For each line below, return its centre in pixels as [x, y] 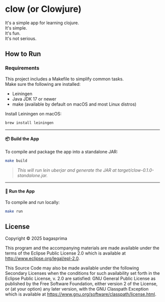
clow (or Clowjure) [43, 9]
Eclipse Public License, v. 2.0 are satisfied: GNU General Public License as [80, 279]
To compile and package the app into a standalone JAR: [62, 151]
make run [14, 211]
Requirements [22, 68]
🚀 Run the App [20, 191]
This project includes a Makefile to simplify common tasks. [65, 79]
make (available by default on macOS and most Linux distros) [74, 104]
